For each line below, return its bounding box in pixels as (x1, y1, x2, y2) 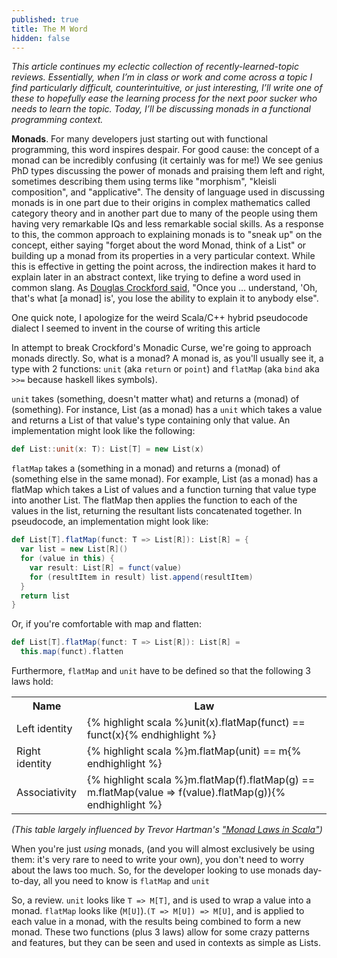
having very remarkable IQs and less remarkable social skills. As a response (11, 218, 324, 230)
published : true (11, 14, 79, 25)
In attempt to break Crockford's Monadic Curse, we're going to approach (11, 342, 312, 354)
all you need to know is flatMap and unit (42, 875, 210, 886)
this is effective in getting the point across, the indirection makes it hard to (11, 261, 317, 273)
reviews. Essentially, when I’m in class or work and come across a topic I (11, 71, 313, 83)
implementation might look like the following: (11, 425, 196, 437)
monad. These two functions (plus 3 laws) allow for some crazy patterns (11, 926, 310, 938)
